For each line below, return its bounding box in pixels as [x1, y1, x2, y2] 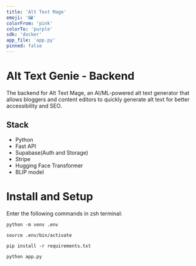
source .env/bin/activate [6, 232, 72, 238]
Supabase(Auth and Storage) [15, 149, 88, 156]
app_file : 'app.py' [6, 37, 56, 43]
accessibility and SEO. [6, 102, 62, 110]
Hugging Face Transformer [15, 162, 83, 169]
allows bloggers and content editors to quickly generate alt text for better [6, 96, 190, 103]
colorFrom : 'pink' [6, 20, 53, 26]
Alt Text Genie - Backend [6, 69, 135, 83]
